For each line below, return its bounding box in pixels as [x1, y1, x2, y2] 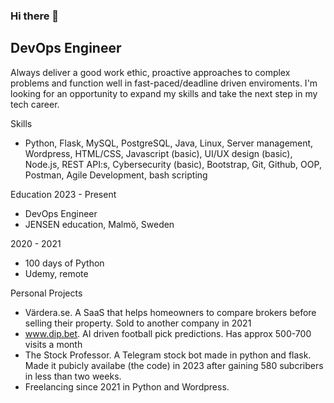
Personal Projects [10, 287, 83, 299]
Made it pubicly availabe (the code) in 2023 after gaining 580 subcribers [24, 359, 324, 371]
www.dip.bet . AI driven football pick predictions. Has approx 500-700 [24, 327, 312, 339]
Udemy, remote [24, 267, 89, 279]
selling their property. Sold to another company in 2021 [24, 317, 252, 329]
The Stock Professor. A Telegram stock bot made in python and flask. [24, 349, 312, 361]
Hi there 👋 [10, 9, 60, 23]
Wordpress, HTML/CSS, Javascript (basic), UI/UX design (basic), [24, 147, 293, 159]
